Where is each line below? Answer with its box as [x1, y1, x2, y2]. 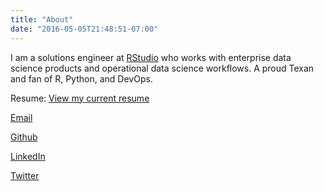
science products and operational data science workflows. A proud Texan [10, 62, 315, 74]
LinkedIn [10, 150, 46, 162]
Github [10, 131, 38, 143]
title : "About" [10, 14, 74, 25]
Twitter [10, 169, 40, 181]
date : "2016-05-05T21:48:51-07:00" [10, 24, 159, 34]
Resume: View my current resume [10, 92, 150, 104]
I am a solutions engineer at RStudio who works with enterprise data [10, 51, 292, 63]
